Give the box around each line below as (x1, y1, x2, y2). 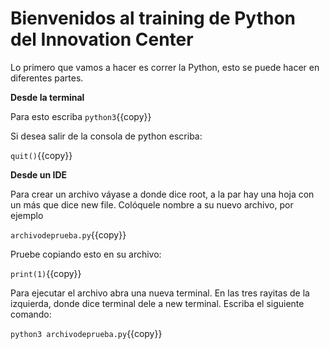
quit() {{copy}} (10, 149, 73, 161)
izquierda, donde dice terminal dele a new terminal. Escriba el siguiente (10, 297, 305, 309)
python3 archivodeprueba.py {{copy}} (10, 327, 163, 339)
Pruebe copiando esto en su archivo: (10, 248, 162, 260)
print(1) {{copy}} (10, 267, 82, 279)
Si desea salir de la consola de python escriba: (10, 130, 203, 142)
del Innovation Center (10, 28, 194, 51)
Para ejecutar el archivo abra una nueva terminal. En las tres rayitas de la (10, 287, 310, 299)
